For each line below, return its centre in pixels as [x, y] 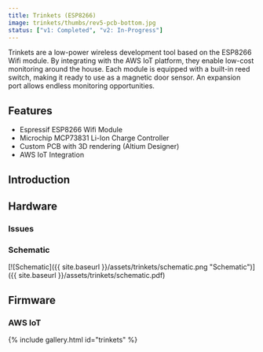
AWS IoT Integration [52, 155]
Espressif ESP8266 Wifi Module [71, 130]
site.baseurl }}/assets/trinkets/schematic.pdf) [92, 276]
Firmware [32, 300]
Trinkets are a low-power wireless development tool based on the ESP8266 [130, 53]
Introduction [39, 179]
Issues [21, 228]
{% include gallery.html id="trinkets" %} [73, 339]
